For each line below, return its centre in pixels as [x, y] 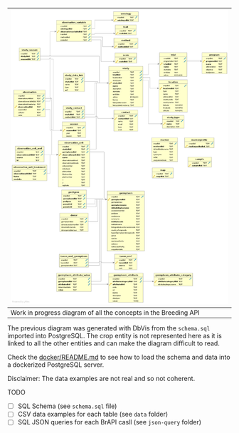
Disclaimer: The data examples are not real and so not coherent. [101, 379]
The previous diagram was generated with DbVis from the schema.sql [109, 328]
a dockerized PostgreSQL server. [56, 365]
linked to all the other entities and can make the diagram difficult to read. [114, 343]
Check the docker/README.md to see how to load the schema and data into [119, 358]
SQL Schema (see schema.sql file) [67, 406]
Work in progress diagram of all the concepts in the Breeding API [105, 312]
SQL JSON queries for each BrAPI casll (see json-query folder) [109, 422]
